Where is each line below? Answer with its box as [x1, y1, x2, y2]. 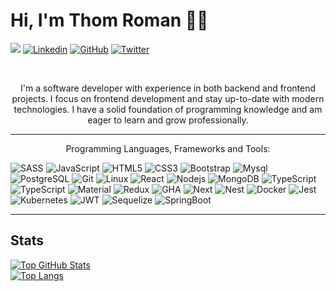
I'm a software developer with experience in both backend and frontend [19, 82, 317, 94]
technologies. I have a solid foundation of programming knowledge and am [13, 103, 323, 115]
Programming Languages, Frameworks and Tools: [65, 142, 271, 154]
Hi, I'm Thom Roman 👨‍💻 [10, 9, 209, 32]
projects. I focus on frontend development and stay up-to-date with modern [11, 92, 325, 104]
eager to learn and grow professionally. [87, 114, 249, 126]
